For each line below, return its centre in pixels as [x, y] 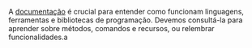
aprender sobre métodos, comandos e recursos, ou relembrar [111, 28]
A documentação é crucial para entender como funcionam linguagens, [126, 12]
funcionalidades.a [38, 37]
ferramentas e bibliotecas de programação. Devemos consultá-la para [126, 20]
